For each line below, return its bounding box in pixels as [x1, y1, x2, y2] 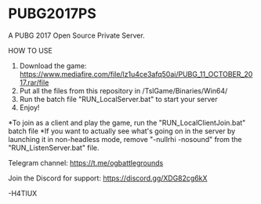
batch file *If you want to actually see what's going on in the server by [8, 126, 236, 136]
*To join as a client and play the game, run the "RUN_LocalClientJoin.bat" [8, 118, 246, 127]
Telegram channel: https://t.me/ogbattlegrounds [8, 158, 164, 167]
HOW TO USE [8, 46, 53, 55]
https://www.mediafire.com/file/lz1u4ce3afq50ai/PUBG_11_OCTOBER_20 [19, 69, 253, 78]
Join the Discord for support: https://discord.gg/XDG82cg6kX [8, 173, 208, 183]
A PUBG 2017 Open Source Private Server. [8, 31, 145, 40]
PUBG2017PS [8, 5, 96, 23]
